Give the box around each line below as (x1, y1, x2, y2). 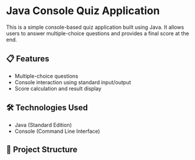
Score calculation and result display (14, 85, 102, 92)
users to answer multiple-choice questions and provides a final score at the (6, 29, 190, 36)
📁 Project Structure (6, 144, 78, 154)
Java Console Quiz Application (6, 4, 160, 18)
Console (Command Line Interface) (14, 128, 100, 135)
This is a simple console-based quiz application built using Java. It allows (6, 24, 184, 31)
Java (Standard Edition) (14, 121, 72, 128)
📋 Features (6, 54, 49, 64)
